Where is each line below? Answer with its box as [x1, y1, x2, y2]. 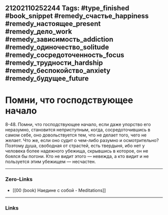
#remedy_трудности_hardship [5, 58, 103, 67]
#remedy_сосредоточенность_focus [5, 51, 124, 59]
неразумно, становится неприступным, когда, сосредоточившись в [5, 127, 150, 133]
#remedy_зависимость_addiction [5, 35, 113, 44]
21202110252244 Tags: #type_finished [5, 4, 129, 12]
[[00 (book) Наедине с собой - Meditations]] [12, 187, 106, 193]
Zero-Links [5, 176, 33, 183]
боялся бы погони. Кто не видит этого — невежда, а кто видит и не [5, 153, 149, 159]
